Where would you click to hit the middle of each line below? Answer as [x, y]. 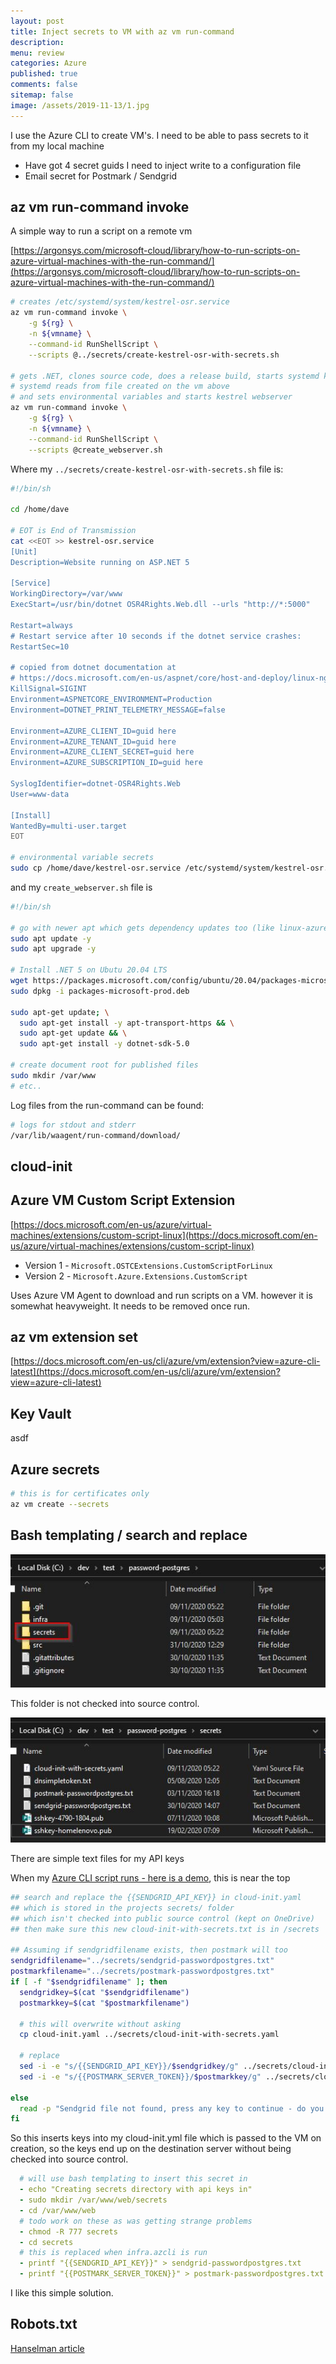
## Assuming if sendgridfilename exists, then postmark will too [149, 1950]
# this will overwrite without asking [100, 2024]
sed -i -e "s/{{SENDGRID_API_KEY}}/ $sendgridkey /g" [129, 2066]
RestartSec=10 [40, 646]
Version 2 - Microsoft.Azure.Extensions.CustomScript [136, 1276]
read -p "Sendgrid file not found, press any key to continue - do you [172, 2108]
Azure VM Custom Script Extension [123, 1200]
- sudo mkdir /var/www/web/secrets [93, 2200]
